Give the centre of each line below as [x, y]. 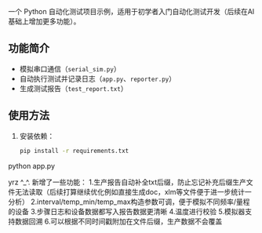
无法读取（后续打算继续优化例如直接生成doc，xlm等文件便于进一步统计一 [133, 191]
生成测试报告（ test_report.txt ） [73, 88]
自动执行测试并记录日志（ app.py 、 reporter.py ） [98, 78]
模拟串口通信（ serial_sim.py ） [70, 68]
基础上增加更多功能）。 [44, 21]
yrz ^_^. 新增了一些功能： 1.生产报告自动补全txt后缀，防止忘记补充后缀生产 [127, 182]
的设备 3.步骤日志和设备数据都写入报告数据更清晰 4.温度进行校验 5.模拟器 [127, 211]
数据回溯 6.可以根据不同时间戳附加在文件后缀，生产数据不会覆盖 [118, 221]
